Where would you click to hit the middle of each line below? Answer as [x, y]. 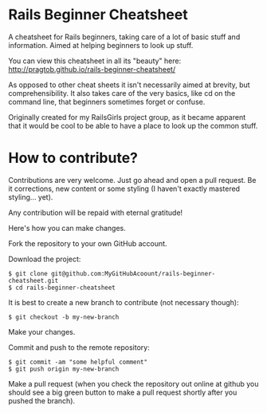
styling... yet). [31, 197]
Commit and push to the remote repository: [79, 347]
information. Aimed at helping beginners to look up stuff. [101, 45]
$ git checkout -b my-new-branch [64, 317]
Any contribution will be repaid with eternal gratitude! [96, 212]
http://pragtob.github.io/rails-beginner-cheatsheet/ [92, 69]
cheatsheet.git [33, 280]
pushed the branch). [42, 400]
